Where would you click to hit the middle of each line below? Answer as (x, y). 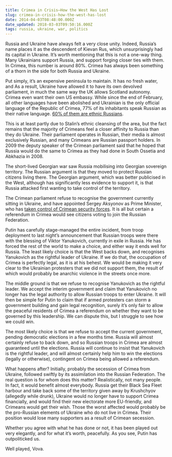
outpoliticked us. (23, 439)
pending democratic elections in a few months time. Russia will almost (79, 337)
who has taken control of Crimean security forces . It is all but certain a (79, 209)
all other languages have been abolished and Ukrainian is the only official (82, 103)
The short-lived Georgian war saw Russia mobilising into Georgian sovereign (86, 166)
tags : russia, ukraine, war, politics (47, 29)
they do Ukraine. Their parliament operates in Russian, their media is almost (85, 135)
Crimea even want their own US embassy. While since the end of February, (84, 98)
